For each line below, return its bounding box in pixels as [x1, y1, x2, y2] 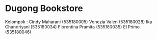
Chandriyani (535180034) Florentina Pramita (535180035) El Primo [5, 24, 140, 29]
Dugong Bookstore [5, 3, 83, 14]
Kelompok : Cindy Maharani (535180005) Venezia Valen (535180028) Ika [5, 19, 152, 25]
